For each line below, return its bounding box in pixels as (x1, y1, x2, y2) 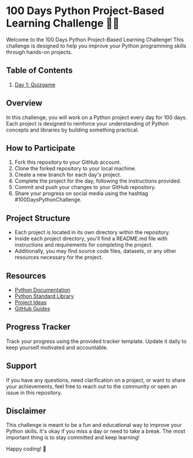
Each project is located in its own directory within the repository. (14, 229, 170, 236)
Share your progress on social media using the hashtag (14, 190, 148, 197)
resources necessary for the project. (14, 254, 103, 261)
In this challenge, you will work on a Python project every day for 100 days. (6, 113, 188, 121)
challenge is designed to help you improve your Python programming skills (6, 42, 187, 49)
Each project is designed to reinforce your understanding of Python (6, 120, 169, 127)
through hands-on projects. (6, 48, 73, 55)
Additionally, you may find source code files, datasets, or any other (14, 248, 177, 255)
